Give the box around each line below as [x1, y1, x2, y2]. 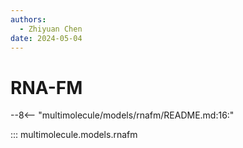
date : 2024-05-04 [10, 33, 83, 43]
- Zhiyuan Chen [19, 24, 83, 34]
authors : [10, 14, 47, 25]
